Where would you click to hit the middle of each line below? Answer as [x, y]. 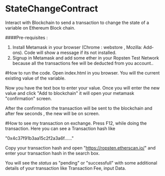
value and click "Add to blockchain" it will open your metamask [70, 93]
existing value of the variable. [35, 78]
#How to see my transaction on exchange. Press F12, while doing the [76, 123]
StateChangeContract [52, 9]
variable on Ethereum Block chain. [40, 27]
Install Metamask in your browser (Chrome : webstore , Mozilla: [77, 47]
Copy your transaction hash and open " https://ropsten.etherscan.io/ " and [81, 147]
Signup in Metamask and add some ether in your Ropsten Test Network [86, 57]
